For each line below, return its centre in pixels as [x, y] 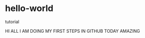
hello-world [29, 8]
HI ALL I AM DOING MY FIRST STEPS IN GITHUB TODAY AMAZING [73, 31]
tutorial [12, 22]
